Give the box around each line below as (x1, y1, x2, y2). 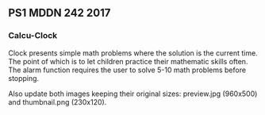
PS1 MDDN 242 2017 (8, 6, 111, 20)
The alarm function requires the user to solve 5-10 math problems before (8, 65, 247, 75)
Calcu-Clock (8, 30, 58, 41)
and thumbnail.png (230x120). (8, 97, 107, 106)
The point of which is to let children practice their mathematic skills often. (8, 56, 248, 66)
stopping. (8, 73, 40, 82)
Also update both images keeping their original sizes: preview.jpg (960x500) (8, 89, 258, 98)
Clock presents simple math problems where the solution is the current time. (8, 48, 258, 58)
